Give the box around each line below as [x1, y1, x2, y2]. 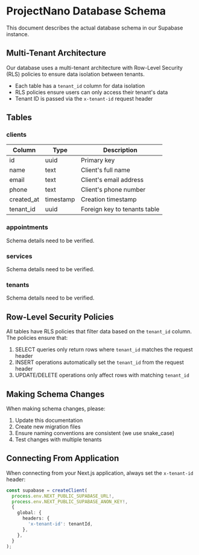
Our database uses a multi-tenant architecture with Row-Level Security [6, 64, 183, 71]
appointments [6, 223, 48, 231]
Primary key [81, 156, 115, 165]
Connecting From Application [6, 453, 119, 463]
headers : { [22, 515, 50, 522]
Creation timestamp [81, 195, 137, 204]
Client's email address [81, 176, 144, 184]
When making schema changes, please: [6, 405, 106, 412]
